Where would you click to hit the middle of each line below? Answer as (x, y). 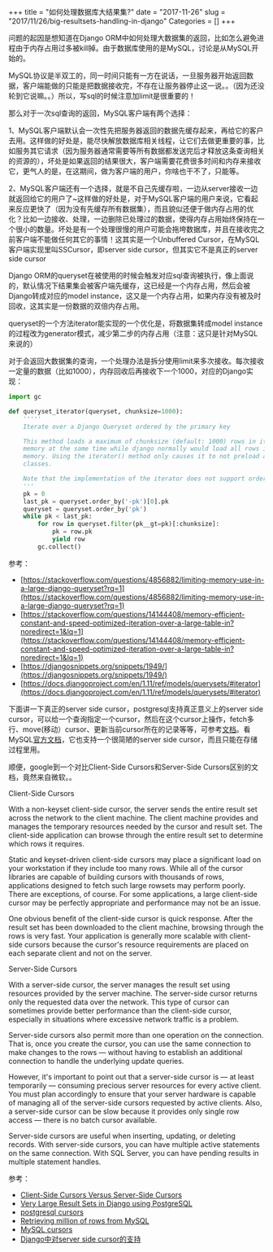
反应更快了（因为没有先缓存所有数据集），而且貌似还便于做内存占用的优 (134, 209)
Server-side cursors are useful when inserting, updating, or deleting (122, 1136)
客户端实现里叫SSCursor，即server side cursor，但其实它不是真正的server (133, 250)
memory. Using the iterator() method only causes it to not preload (141, 457)
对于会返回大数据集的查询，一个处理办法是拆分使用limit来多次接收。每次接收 (136, 361)
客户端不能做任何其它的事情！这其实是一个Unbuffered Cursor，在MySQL (137, 239)
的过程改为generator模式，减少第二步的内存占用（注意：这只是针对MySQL (133, 333)
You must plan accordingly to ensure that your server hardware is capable (132, 1094)
